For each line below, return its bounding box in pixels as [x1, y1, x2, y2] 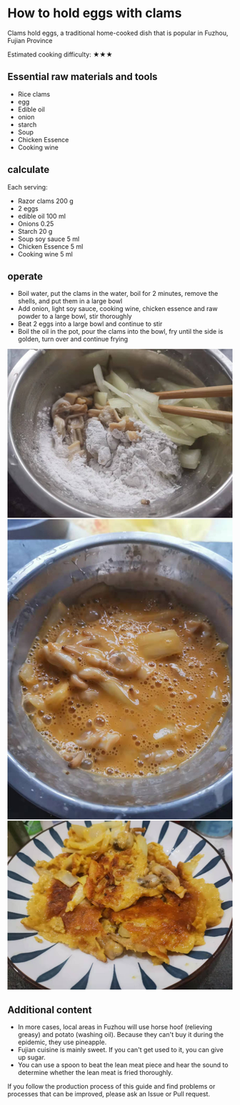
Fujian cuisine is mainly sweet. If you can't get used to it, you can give [17, 1046, 224, 1054]
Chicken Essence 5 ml [17, 242, 84, 251]
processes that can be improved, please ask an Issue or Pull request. [7, 1090, 211, 1099]
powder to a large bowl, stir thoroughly [17, 312, 132, 321]
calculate [7, 164, 50, 176]
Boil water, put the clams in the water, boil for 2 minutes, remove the [17, 289, 219, 298]
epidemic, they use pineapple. [17, 1038, 107, 1046]
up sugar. [17, 1053, 46, 1062]
